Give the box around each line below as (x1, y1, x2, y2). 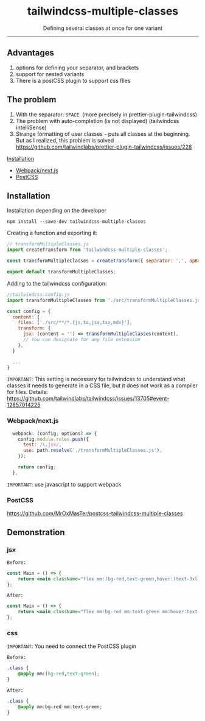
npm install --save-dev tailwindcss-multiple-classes (7, 219, 147, 225)
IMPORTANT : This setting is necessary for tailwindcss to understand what (7, 376, 186, 383)
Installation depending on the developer (7, 207, 107, 214)
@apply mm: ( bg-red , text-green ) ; (18, 671, 100, 677)
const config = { (7, 308, 51, 314)
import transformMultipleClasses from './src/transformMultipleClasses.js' (7, 297, 203, 303)
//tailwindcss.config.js (7, 291, 70, 298)
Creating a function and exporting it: (7, 230, 98, 237)
